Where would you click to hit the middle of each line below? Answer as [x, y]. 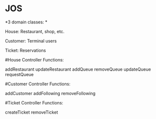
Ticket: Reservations [26, 50]
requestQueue [19, 74]
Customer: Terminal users [31, 41]
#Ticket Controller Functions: [34, 102]
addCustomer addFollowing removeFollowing [50, 93]
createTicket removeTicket [32, 112]
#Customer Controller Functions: [38, 84]
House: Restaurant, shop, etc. [35, 31]
